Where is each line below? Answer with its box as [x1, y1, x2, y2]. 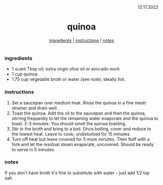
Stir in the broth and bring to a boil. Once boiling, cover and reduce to [11, 126, 152, 132]
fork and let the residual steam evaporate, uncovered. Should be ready [11, 141, 154, 147]
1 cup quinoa [11, 71, 38, 77]
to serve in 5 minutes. [11, 146, 56, 152]
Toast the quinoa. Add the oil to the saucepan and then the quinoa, [11, 110, 146, 116]
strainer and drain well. [11, 105, 58, 111]
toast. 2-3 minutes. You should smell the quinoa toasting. [11, 120, 126, 126]
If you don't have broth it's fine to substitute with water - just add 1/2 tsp [4, 170, 150, 176]
